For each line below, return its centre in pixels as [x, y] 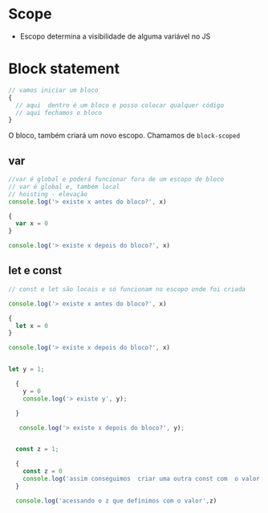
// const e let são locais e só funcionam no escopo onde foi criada [127, 289]
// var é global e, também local [64, 187]
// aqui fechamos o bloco [59, 113]
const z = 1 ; [37, 449]
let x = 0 [32, 326]
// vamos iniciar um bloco [53, 90]
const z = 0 [43, 471]
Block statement [64, 69]
